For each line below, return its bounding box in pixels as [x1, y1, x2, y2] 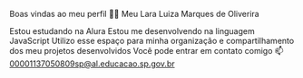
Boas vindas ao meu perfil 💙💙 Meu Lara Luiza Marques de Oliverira [9, 9, 260, 19]
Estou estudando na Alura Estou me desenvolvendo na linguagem [9, 26, 256, 36]
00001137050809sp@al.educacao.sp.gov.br [9, 58, 175, 69]
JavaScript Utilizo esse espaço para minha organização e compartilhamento [9, 36, 295, 46]
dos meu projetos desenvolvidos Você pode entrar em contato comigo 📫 [9, 46, 284, 56]
